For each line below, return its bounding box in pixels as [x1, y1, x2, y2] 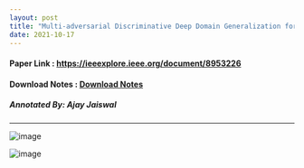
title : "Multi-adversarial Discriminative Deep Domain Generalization [9, 22, 281, 31]
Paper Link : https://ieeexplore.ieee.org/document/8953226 [9, 58, 242, 69]
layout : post [9, 13, 59, 23]
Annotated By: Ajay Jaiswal [9, 99, 117, 110]
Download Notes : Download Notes [9, 79, 143, 89]
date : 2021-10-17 [9, 30, 75, 39]
